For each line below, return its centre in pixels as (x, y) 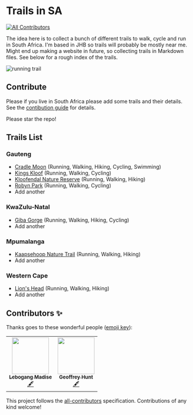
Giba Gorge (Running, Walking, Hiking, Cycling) (72, 220)
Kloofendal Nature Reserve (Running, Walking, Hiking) (80, 179)
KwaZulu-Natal (28, 207)
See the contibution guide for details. (51, 108)
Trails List (24, 137)
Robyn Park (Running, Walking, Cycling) (63, 186)
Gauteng (19, 154)
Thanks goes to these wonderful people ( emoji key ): (69, 327)
